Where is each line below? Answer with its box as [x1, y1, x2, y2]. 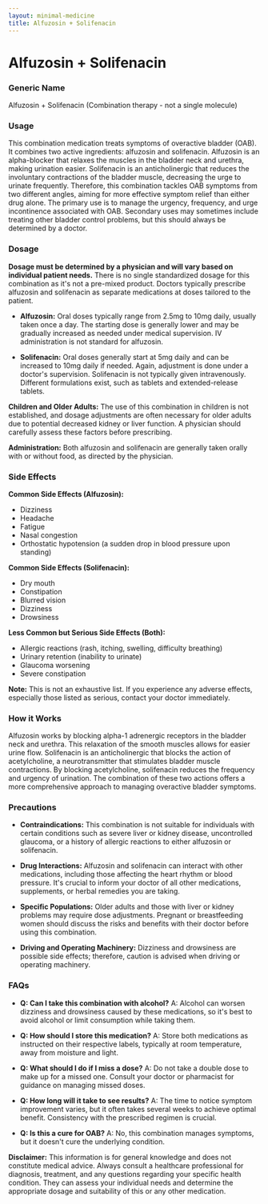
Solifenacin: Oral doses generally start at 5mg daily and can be [19, 352, 230, 362]
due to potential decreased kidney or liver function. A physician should [8, 418, 242, 428]
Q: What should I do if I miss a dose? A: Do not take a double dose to [19, 1063, 250, 1073]
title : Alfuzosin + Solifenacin [8, 19, 116, 27]
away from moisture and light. [19, 1047, 118, 1057]
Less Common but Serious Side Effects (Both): [8, 627, 166, 637]
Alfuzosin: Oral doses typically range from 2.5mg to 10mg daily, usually [19, 311, 257, 321]
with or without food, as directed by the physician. [8, 451, 174, 461]
